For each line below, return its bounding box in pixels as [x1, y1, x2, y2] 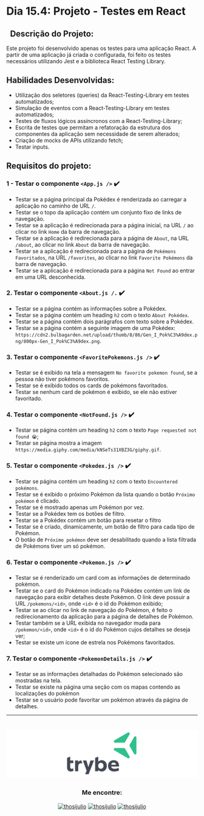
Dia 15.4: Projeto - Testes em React [6, 4, 186, 18]
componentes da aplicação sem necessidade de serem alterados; [15, 130, 180, 138]
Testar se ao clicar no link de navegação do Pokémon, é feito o [15, 606, 173, 613]
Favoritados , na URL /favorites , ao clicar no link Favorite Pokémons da [15, 254, 193, 261]
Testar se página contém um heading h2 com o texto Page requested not [15, 426, 197, 434]
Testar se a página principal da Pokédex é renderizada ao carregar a [15, 195, 187, 203]
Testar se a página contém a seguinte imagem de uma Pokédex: [15, 324, 176, 331]
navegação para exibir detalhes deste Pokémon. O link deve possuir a [15, 593, 190, 600]
